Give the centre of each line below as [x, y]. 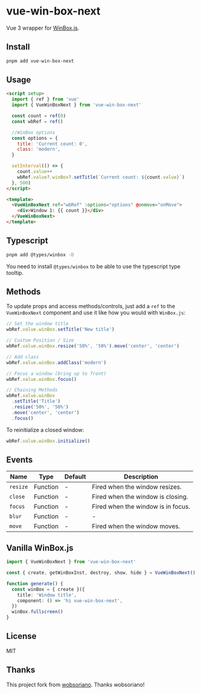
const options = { [35, 138]
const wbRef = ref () [37, 121]
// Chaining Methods [32, 390]
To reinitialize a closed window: [45, 430]
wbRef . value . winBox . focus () [42, 379]
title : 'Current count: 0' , [52, 144]
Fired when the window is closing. [140, 497]
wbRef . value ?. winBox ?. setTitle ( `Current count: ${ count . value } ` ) [101, 177]
